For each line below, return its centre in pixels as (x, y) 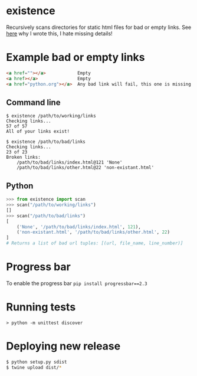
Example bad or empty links (75, 58)
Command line (33, 102)
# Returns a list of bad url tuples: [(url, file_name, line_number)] (95, 243)
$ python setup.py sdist (37, 362)
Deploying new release (63, 346)
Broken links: (24, 158)
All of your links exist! (38, 132)
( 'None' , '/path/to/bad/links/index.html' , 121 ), (79, 227)
